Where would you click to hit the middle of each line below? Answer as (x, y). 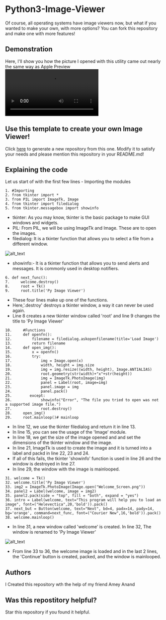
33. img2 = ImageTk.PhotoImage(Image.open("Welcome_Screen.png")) (75, 487)
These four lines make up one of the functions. (60, 300)
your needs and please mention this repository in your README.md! (75, 154)
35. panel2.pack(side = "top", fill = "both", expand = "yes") (72, 496)
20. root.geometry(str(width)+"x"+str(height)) (69, 374)
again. (19, 310)
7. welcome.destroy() (32, 282)
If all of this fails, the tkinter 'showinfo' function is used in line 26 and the (87, 459)
